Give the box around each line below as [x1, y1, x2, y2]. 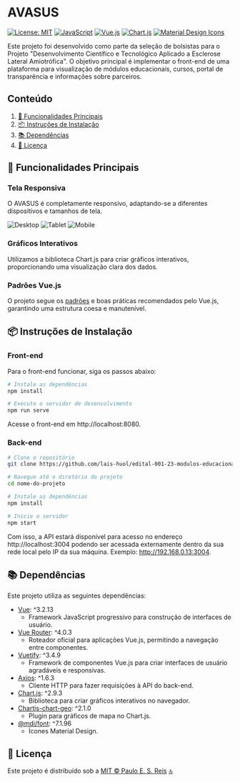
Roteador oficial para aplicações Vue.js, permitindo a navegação [28, 635, 219, 644]
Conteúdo [7, 93, 53, 105]
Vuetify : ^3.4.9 [17, 651, 61, 660]
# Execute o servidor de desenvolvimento [7, 400, 133, 407]
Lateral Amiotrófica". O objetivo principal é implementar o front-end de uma [7, 56, 230, 65]
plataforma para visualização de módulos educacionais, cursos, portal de [7, 64, 224, 73]
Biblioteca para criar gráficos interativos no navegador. [28, 696, 191, 705]
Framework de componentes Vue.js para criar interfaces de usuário [28, 658, 228, 667]
